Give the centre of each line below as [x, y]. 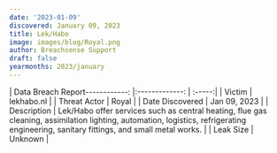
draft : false [33, 58]
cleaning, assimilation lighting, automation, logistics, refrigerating [128, 119]
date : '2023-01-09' [45, 17]
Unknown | [29, 139]
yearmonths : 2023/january [57, 67]
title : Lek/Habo [39, 34]
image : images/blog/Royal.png [65, 42]
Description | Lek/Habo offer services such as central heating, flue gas [138, 111]
